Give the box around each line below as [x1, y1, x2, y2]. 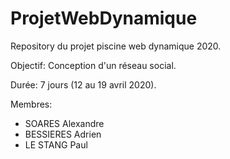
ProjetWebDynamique [10, 7, 198, 30]
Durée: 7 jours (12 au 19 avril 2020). [10, 78, 157, 91]
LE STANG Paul [24, 138, 88, 151]
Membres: [10, 98, 53, 110]
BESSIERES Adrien [24, 128, 102, 140]
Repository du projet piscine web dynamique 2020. [10, 40, 222, 52]
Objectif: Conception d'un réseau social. [10, 59, 177, 71]
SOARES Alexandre [24, 117, 105, 129]
